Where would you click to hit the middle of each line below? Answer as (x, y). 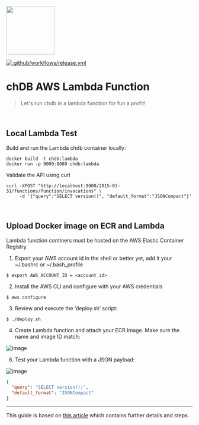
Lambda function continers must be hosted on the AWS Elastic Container (95, 240)
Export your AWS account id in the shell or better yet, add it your (93, 258)
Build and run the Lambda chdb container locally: (66, 147)
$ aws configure (26, 297)
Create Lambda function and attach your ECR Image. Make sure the (97, 330)
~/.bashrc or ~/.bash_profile (49, 265)
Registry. (17, 247)
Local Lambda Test (42, 133)
